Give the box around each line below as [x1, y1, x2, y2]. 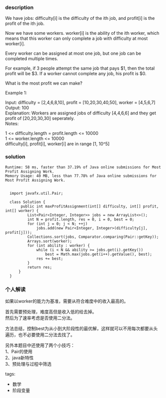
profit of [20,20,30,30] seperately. [5, 115, 75, 121]
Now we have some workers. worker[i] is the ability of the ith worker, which [5, 30, 160, 36]
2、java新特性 [5, 355, 34, 361]
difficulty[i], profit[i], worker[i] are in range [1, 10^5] [5, 141, 110, 147]
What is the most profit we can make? [5, 80, 83, 86]
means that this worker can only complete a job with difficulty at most [5, 35, 148, 41]
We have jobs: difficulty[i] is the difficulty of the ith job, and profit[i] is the [5, 15, 155, 21]
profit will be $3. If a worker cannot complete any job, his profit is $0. [5, 71, 147, 77]
